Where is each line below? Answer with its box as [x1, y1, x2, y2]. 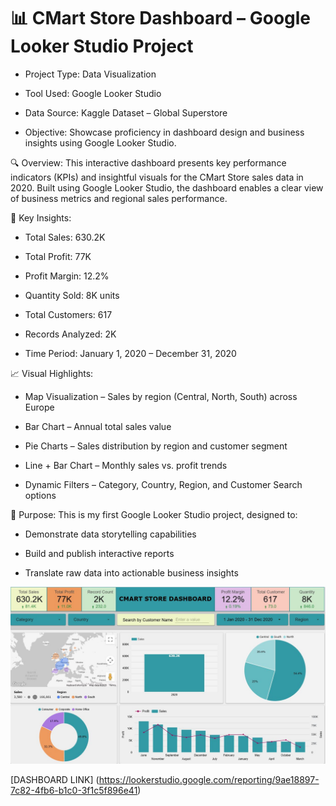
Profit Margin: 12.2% [24, 270, 110, 282]
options [24, 489, 57, 501]
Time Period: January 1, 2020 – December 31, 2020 [24, 347, 237, 359]
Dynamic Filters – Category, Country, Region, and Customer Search [24, 478, 303, 490]
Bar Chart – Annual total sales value [24, 420, 172, 432]
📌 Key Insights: [10, 211, 72, 224]
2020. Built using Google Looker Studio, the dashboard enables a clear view [10, 181, 324, 194]
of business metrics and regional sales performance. [10, 192, 228, 204]
